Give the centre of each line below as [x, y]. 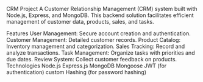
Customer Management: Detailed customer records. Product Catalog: [94, 40]
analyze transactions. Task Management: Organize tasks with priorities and [101, 53]
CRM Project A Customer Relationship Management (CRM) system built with [102, 9]
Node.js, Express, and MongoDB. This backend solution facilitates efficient [100, 15]
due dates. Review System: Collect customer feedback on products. [92, 59]
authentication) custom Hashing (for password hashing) [77, 72]
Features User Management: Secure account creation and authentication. [98, 33]
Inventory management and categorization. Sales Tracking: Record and [96, 46]
